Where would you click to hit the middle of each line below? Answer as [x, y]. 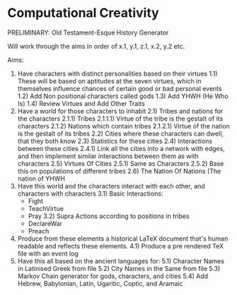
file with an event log [48, 253]
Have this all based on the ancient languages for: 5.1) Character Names [121, 261]
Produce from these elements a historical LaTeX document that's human [123, 239]
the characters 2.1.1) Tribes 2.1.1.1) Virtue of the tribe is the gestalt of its [120, 119]
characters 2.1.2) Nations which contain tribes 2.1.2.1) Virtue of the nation [123, 126]
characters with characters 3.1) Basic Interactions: [90, 193]
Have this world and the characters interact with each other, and [111, 186]
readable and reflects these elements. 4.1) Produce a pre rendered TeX [121, 246]
